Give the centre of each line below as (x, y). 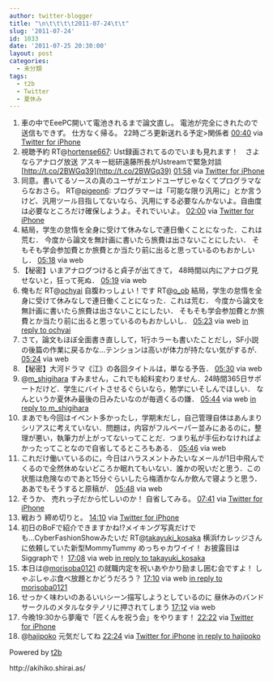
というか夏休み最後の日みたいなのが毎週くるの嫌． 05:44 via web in (142, 399)
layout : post (31, 54)
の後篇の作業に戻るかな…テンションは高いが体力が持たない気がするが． (141, 350)
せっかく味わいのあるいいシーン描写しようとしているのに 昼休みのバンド (143, 597)
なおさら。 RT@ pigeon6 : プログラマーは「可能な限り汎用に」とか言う (145, 191)
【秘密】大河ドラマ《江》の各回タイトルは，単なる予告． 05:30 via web (141, 369)
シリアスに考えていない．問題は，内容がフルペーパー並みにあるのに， (138, 428)
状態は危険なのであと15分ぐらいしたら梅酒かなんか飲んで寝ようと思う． (141, 478)
